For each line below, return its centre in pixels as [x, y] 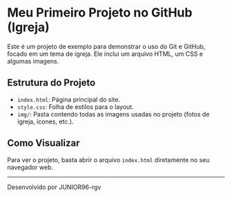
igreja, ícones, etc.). [45, 121]
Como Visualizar [43, 143]
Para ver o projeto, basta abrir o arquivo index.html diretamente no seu [108, 159]
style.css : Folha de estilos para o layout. [75, 107]
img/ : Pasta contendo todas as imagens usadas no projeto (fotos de [113, 114]
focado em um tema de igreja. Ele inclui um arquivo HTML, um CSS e [105, 54]
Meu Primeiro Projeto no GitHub [100, 13]
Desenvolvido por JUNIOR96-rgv [54, 187]
